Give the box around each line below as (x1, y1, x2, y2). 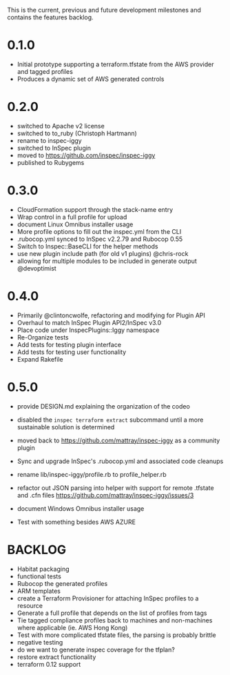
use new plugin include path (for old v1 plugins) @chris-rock (17, 249, 189, 257)
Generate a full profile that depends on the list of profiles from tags (17, 609, 207, 617)
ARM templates (17, 587, 61, 595)
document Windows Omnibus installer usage (17, 504, 145, 513)
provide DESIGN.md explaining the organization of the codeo (17, 402, 191, 410)
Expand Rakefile (17, 355, 63, 363)
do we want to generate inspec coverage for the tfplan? (17, 645, 176, 654)
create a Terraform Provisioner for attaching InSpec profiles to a (17, 594, 199, 603)
